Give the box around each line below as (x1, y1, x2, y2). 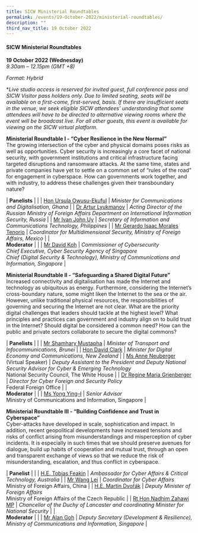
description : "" (6, 20, 46, 25)
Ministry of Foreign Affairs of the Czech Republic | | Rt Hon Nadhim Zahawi (6, 495, 190, 502)
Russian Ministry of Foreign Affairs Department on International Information (6, 210, 191, 217)
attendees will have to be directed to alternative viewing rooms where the (6, 111, 186, 119)
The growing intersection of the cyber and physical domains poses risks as (6, 142, 190, 149)
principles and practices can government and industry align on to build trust (6, 315, 191, 323)
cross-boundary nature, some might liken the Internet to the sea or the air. (6, 291, 187, 298)
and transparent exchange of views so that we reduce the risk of (6, 452, 164, 459)
